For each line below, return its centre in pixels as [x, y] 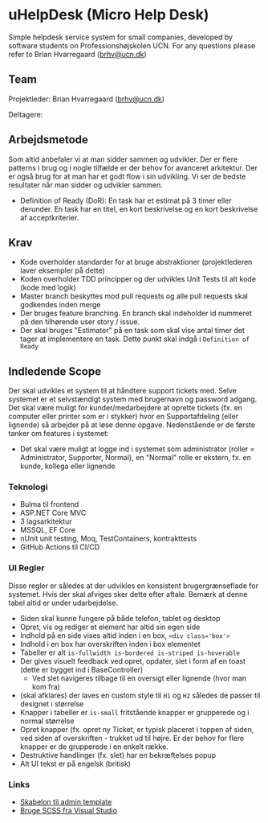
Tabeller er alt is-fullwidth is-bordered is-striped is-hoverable [130, 652]
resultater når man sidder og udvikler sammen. [85, 185]
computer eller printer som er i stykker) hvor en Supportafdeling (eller [124, 417]
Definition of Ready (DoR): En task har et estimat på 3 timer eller [126, 200]
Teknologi [28, 487]
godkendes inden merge [61, 305]
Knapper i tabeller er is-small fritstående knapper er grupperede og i [134, 712]
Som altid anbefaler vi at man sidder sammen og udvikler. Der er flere [123, 159]
